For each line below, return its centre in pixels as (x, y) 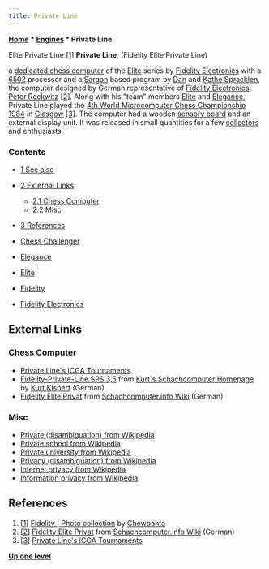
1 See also (37, 169)
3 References (43, 225)
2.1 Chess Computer (66, 200)
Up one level (30, 556)
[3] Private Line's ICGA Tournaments (81, 540)
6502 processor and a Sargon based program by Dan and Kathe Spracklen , (134, 79)
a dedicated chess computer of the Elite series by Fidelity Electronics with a (135, 71)
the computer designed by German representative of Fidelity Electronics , (130, 88)
